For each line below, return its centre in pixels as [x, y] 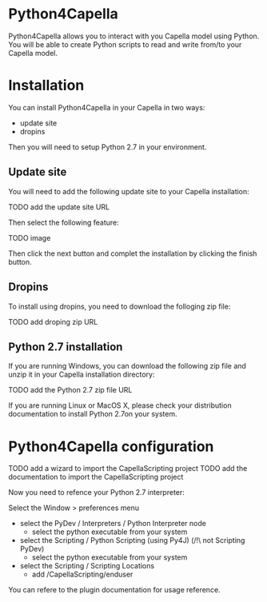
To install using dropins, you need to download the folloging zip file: [120, 306]
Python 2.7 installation [66, 347]
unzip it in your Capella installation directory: [82, 375]
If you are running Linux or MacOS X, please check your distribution [120, 405]
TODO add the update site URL [59, 207]
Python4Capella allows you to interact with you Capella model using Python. [134, 36]
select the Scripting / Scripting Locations [87, 566]
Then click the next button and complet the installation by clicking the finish [133, 253]
